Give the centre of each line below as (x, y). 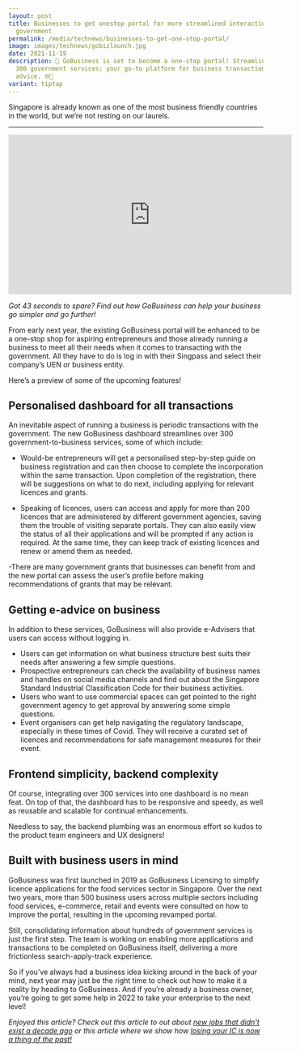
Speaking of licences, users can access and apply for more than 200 (135, 509)
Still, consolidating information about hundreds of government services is (131, 930)
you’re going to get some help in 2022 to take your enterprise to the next (129, 998)
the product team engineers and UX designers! (87, 835)
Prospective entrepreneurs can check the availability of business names (140, 671)
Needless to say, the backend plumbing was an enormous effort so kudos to (135, 826)
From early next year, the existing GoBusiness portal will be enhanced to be (134, 330)
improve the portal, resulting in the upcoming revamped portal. (113, 914)
